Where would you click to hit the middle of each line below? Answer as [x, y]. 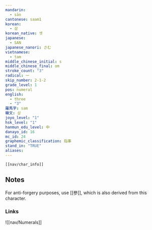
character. [16, 198]
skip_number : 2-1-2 [26, 80]
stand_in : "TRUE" [23, 146]
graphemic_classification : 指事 [38, 141]
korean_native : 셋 [24, 33]
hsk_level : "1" [21, 122]
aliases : [14, 151]
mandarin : [16, 10]
